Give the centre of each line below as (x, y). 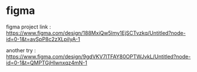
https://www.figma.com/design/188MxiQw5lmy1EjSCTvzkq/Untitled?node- (96, 33)
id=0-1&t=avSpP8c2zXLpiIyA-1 (43, 39)
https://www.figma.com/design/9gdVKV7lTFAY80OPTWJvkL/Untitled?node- (98, 56)
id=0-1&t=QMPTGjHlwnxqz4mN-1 (47, 63)
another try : (21, 50)
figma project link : (29, 27)
